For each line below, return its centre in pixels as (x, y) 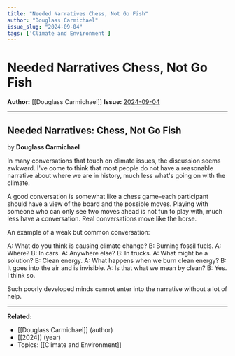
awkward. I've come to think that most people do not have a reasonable (110, 168)
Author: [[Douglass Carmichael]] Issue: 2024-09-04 (84, 102)
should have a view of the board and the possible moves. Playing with (108, 204)
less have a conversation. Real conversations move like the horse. (102, 218)
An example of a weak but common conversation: (79, 232)
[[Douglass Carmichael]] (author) (65, 330)
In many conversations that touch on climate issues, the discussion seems (114, 161)
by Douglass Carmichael (44, 147)
